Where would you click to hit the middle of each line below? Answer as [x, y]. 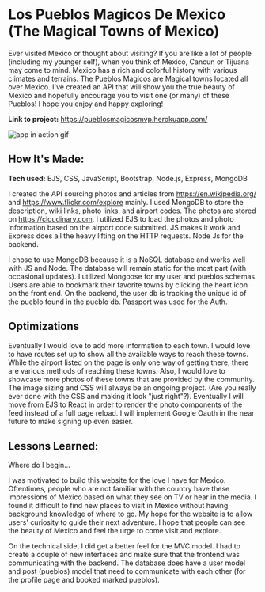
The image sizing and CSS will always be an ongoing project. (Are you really [132, 387]
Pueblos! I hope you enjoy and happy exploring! [86, 104]
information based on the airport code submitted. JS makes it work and [124, 227]
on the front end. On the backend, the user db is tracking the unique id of [127, 293]
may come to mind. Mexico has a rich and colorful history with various [123, 70]
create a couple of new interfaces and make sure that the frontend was [124, 555]
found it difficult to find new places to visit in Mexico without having [118, 506]
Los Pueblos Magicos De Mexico [117, 15]
